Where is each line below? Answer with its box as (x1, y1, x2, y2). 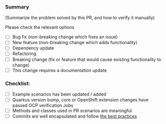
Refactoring (12, 51, 37, 57)
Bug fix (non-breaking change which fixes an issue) (12, 34, 118, 40)
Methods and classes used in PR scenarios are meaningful (12, 108, 132, 114)
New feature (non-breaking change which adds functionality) (12, 40, 138, 46)
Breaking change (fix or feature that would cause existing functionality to (12, 56, 162, 62)
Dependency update (12, 45, 55, 51)
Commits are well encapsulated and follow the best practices (12, 113, 137, 120)
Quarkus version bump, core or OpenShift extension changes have (12, 97, 149, 103)
